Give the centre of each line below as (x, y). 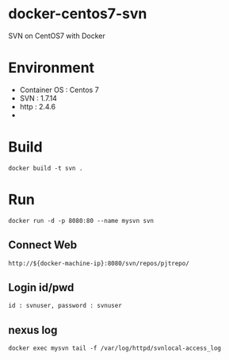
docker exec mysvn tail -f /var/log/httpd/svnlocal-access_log (115, 349)
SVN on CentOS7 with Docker (57, 36)
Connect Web (43, 245)
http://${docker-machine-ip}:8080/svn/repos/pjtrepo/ (99, 263)
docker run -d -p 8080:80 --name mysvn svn (81, 220)
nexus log (33, 330)
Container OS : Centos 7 (59, 90)
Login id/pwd (41, 287)
